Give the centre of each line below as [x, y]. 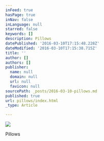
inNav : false [19, 19]
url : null [20, 82]
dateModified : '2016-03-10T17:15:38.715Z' [51, 48]
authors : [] [18, 63]
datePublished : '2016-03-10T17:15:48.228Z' [53, 44]
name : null [22, 72]
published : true [23, 96]
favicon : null [25, 86]
